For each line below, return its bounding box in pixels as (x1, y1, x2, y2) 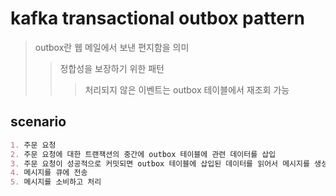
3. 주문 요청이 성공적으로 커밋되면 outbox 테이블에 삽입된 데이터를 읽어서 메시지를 (10, 158, 310, 169)
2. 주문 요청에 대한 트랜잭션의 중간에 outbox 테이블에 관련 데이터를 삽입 (10, 149, 277, 159)
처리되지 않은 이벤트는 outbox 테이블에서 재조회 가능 (84, 83, 290, 96)
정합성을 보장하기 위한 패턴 (59, 62, 165, 74)
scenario (10, 113, 67, 131)
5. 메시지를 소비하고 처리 (10, 177, 102, 187)
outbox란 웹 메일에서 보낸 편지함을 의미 (34, 41, 190, 53)
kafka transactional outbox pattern (10, 7, 305, 30)
